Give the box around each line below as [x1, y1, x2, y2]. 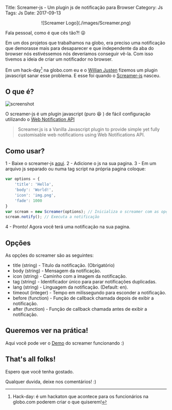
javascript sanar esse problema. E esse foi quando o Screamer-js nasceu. [5, 72, 161, 79]
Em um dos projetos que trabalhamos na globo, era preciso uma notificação [5, 40, 165, 46]
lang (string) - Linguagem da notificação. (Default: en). [12, 284, 128, 290]
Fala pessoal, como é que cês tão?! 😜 [5, 30, 86, 35]
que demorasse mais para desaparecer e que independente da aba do [5, 45, 154, 51]
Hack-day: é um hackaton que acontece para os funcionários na [12, 393, 148, 399]
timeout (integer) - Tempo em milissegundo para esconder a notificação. [12, 290, 166, 296]
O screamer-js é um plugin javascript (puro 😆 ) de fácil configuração [5, 111, 151, 117]
